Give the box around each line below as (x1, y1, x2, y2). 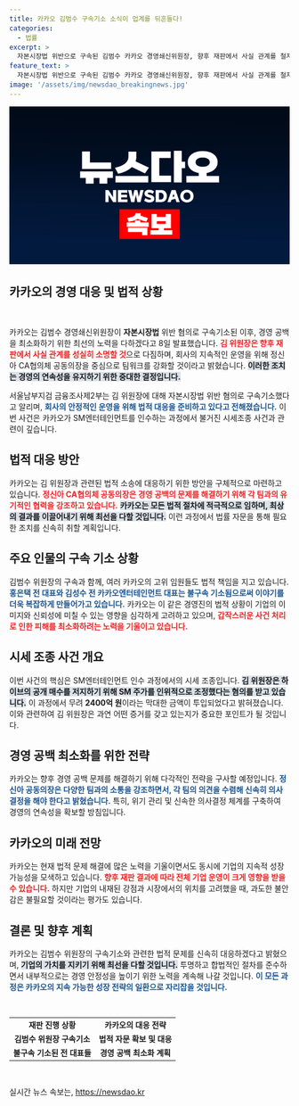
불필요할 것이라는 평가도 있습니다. (25, 895, 142, 905)
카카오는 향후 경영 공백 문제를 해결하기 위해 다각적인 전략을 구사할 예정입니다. (9, 773, 278, 784)
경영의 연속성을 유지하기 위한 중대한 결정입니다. (18, 371, 181, 383)
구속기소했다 (246, 391, 290, 401)
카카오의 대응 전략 (104, 1019, 166, 1030)
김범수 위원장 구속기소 (13, 1033, 91, 1044)
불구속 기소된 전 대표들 (12, 1048, 92, 1059)
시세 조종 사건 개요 (9, 649, 104, 664)
